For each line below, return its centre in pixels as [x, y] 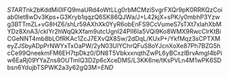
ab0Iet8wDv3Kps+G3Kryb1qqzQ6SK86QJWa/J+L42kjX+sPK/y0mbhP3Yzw [113, 17]
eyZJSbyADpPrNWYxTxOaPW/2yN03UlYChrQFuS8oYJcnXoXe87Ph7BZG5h [114, 46]
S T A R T [17, 10]
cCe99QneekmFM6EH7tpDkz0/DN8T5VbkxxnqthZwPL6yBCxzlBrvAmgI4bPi [115, 53]
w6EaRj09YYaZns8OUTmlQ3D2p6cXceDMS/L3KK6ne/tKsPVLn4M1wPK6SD [114, 60]
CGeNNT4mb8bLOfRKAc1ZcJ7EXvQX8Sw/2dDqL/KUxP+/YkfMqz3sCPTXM [114, 39]
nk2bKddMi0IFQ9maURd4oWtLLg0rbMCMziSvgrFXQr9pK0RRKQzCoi [124, 10]
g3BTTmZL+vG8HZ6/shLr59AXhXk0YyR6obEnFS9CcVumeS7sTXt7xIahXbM [114, 24]
